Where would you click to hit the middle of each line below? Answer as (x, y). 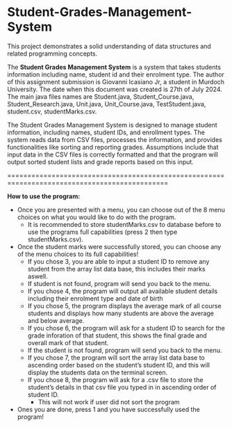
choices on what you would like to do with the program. (97, 217)
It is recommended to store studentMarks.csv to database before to (124, 224)
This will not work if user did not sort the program (109, 402)
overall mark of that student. (68, 342)
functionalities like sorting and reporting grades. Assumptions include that (113, 147)
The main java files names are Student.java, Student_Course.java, (101, 96)
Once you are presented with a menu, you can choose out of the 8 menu (121, 209)
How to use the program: (44, 196)
